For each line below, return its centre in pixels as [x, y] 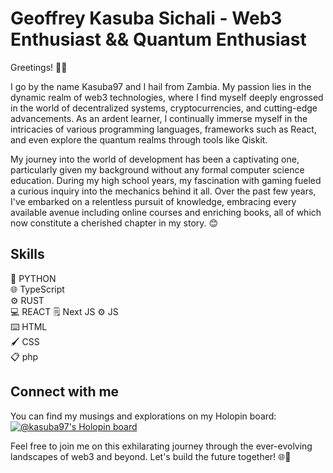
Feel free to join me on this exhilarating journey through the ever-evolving [161, 446]
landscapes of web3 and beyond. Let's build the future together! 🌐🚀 [151, 456]
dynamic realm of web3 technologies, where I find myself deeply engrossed [167, 97]
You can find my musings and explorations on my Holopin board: [143, 416]
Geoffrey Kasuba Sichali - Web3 [146, 18]
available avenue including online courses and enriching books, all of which [166, 212]
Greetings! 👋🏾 [39, 67]
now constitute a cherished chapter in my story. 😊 [114, 223]
